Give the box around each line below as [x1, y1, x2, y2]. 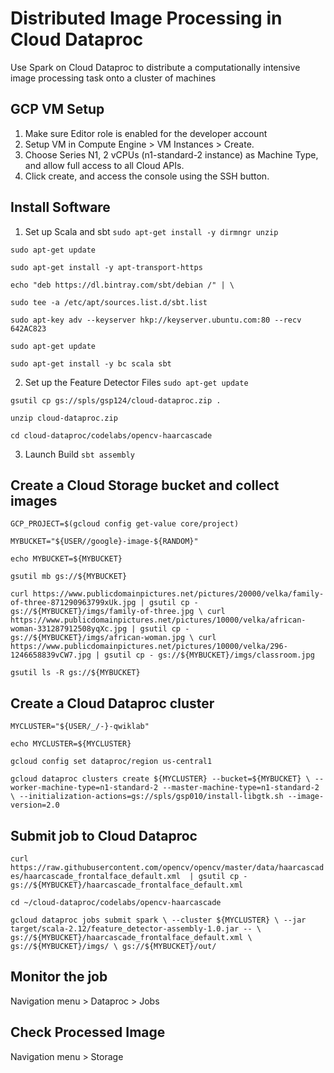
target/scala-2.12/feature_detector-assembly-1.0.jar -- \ [10, 924, 262, 934]
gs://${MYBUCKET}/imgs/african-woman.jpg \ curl [10, 633, 217, 643]
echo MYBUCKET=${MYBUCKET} [10, 554, 123, 564]
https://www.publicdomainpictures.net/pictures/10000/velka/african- [10, 615, 307, 626]
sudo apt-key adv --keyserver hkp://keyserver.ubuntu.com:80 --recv [10, 315, 302, 325]
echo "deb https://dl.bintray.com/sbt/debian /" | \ [10, 280, 235, 290]
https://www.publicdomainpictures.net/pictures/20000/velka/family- [32, 589, 325, 599]
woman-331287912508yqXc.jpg [10, 624, 128, 634]
